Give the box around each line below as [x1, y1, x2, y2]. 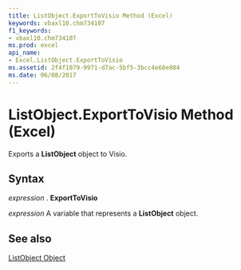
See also [8, 232, 52, 245]
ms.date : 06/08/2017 [8, 71, 77, 79]
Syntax [8, 172, 45, 185]
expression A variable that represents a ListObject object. [8, 208, 199, 218]
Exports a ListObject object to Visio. [8, 149, 128, 158]
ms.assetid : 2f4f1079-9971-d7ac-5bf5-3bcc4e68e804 [8, 64, 180, 72]
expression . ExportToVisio [8, 193, 98, 203]
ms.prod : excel [8, 42, 59, 50]
